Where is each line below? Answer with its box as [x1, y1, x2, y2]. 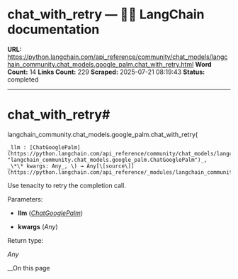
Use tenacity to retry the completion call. [7, 181, 126, 190]
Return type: [7, 236, 44, 244]
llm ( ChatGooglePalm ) [17, 209, 84, 217]
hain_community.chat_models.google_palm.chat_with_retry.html [7, 60, 194, 68]
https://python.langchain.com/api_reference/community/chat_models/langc [7, 53, 228, 61]
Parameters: [7, 195, 43, 203]
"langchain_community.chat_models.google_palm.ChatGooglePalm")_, [7, 156, 208, 163]
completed [7, 75, 39, 84]
